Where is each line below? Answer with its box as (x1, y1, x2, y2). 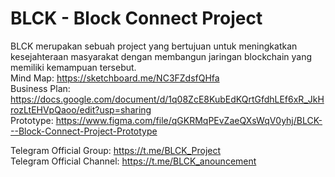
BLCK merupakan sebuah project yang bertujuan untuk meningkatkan (10, 40, 298, 52)
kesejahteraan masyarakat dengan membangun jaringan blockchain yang (10, 50, 313, 62)
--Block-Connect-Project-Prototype (10, 125, 158, 137)
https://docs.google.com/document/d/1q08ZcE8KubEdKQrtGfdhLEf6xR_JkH (10, 93, 325, 105)
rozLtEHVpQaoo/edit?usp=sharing (10, 103, 152, 116)
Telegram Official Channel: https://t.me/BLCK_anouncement (10, 155, 257, 167)
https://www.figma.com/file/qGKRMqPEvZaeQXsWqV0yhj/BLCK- (55, 114, 323, 126)
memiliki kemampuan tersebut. (10, 61, 137, 73)
